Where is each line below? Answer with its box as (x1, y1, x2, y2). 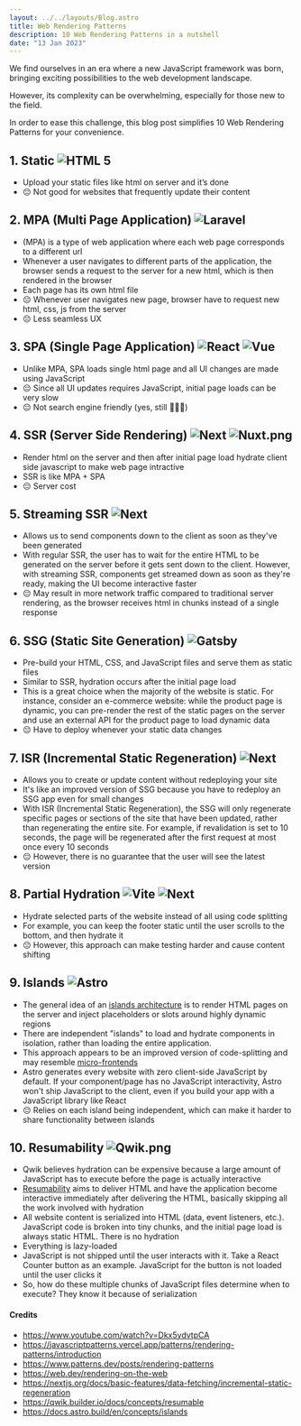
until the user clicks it (22, 1269, 102, 1281)
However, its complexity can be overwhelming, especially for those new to (9, 90, 286, 101)
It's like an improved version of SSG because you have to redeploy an (22, 784, 281, 795)
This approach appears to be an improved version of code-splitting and (22, 1047, 288, 1058)
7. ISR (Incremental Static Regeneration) (9, 750, 238, 766)
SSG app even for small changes (22, 793, 144, 804)
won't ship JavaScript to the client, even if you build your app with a (22, 1085, 275, 1096)
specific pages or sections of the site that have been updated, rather (22, 813, 278, 823)
